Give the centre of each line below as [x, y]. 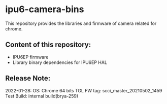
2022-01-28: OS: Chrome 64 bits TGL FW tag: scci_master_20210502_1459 [84, 90]
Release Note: [28, 78]
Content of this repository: [48, 45]
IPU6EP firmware [30, 57]
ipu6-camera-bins [45, 9]
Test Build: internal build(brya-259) [42, 96]
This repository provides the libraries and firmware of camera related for [81, 23]
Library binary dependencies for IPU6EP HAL [60, 62]
